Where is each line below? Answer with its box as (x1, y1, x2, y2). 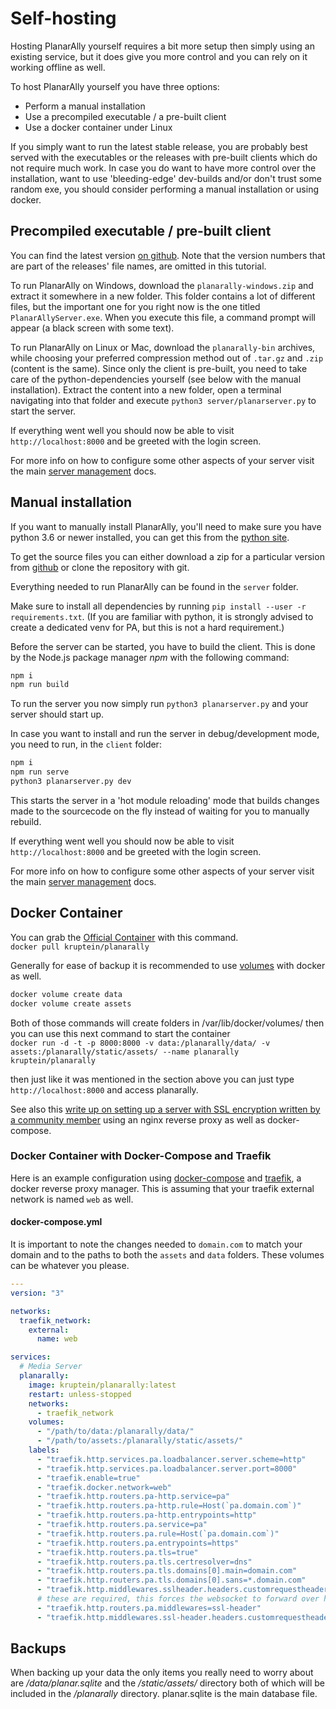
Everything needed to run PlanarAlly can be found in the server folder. (10, 580, 299, 592)
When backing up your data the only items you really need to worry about (10, 1667, 314, 1679)
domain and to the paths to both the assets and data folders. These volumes (10, 1249, 325, 1261)
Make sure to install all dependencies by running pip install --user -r (10, 600, 307, 612)
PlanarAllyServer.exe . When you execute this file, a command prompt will (10, 311, 316, 323)
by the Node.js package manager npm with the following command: (10, 651, 290, 663)
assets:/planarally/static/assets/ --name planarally (10, 1047, 240, 1057)
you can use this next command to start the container (10, 1027, 231, 1039)
